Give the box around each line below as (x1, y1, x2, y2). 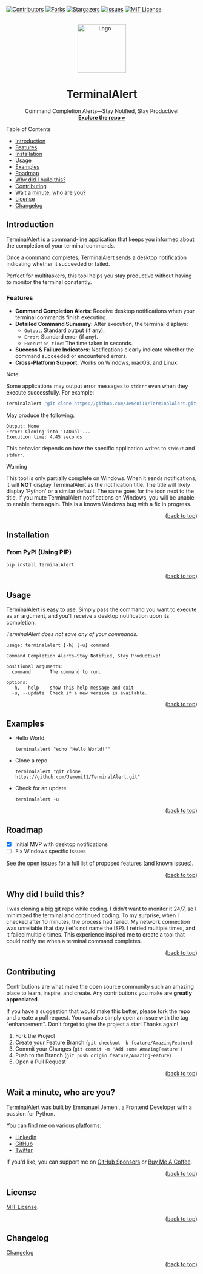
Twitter (15, 1146, 33, 1153)
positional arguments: (6, 663, 64, 670)
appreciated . (6, 995, 39, 1003)
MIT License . (6, 1204, 39, 1211)
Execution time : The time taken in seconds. (24, 340, 133, 347)
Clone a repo (15, 757, 48, 764)
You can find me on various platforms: (6, 1122, 102, 1129)
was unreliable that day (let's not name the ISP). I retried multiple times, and (6, 924, 196, 932)
